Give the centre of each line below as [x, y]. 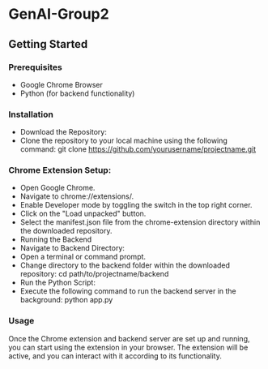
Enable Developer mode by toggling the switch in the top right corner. [136, 205]
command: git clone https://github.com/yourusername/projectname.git [138, 149]
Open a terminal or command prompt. [83, 257]
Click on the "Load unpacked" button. [83, 214]
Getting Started [48, 44]
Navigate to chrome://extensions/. [77, 196]
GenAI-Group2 [59, 14]
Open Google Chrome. [57, 188]
